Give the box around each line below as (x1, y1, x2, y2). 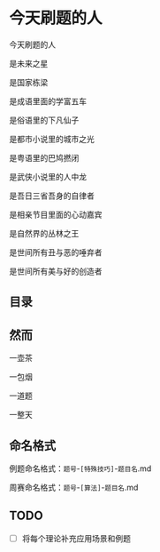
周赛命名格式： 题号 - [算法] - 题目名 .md (9, 482, 139, 492)
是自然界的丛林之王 (9, 228, 80, 238)
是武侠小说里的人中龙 (9, 171, 87, 182)
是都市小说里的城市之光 (9, 133, 95, 144)
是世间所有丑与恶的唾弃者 (9, 246, 103, 258)
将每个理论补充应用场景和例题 (21, 532, 131, 543)
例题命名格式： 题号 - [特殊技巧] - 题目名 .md (9, 463, 152, 474)
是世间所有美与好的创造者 (9, 266, 103, 276)
